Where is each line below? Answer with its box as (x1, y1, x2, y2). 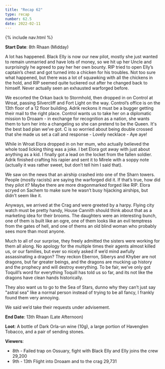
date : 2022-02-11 (5, 21, 41, 26)
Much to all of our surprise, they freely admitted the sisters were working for (5, 238, 160, 244)
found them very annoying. (5, 295, 60, 301)
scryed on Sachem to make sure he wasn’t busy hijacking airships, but (5, 187, 148, 193)
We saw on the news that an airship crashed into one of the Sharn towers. (5, 171, 155, 178)
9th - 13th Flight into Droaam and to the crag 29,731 (12, 359, 117, 365)
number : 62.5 (5, 16, 32, 21)
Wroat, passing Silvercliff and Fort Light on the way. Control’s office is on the (5, 100, 161, 106)
